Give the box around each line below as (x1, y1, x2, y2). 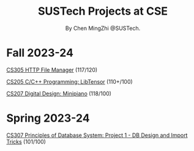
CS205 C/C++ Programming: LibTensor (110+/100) (6, 78, 133, 85)
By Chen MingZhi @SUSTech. (65, 24, 141, 32)
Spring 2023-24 (6, 111, 90, 125)
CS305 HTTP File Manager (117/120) (6, 66, 98, 73)
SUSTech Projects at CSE (37, 4, 168, 18)
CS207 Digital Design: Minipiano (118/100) (6, 90, 112, 97)
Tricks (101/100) (6, 138, 46, 145)
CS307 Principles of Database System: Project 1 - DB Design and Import (6, 131, 188, 139)
